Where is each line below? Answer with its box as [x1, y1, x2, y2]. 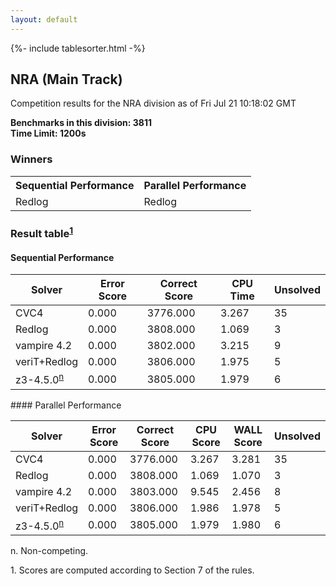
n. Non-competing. [10, 544, 89, 556]
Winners [10, 152, 53, 166]
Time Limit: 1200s [10, 127, 87, 140]
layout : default [10, 14, 78, 25]
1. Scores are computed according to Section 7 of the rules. [10, 564, 255, 576]
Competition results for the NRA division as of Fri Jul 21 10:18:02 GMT [10, 97, 297, 110]
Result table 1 [10, 224, 74, 241]
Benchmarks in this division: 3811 [10, 117, 152, 129]
